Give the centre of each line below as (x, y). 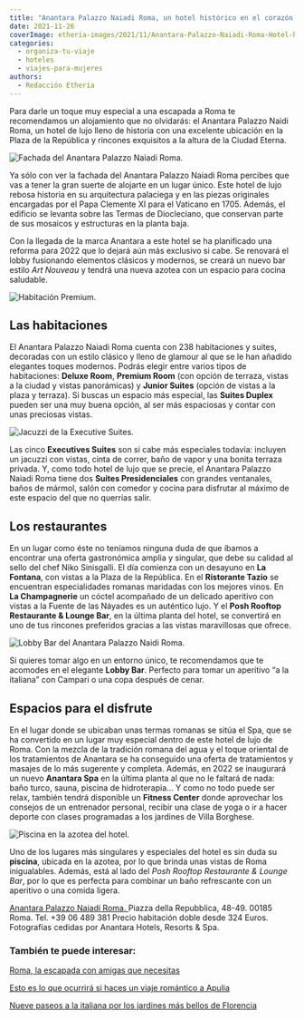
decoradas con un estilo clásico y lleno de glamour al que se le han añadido (151, 357)
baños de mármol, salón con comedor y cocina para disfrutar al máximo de (149, 488)
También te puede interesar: (73, 950)
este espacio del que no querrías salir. (81, 498)
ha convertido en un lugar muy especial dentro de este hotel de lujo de (141, 740)
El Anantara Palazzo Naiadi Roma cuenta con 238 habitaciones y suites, (143, 347)
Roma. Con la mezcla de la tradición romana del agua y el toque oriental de (149, 750)
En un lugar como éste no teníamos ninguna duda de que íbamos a (134, 549)
